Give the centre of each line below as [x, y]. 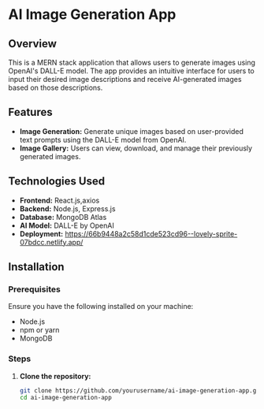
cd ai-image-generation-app [65, 398]
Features [30, 112]
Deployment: [41, 233]
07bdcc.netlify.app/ [51, 242]
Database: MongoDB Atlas [63, 217]
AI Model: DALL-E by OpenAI [67, 225]
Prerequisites [34, 289]
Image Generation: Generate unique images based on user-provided [132, 131]
